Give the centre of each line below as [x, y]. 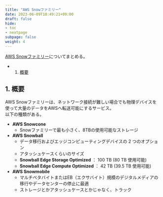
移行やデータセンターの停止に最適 [54, 183]
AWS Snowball [28, 135]
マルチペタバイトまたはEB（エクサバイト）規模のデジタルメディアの [89, 177]
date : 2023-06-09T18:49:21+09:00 [39, 14]
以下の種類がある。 [25, 114]
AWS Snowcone [29, 124]
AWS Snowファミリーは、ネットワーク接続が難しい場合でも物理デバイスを [81, 102]
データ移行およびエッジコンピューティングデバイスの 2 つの [80, 141]
